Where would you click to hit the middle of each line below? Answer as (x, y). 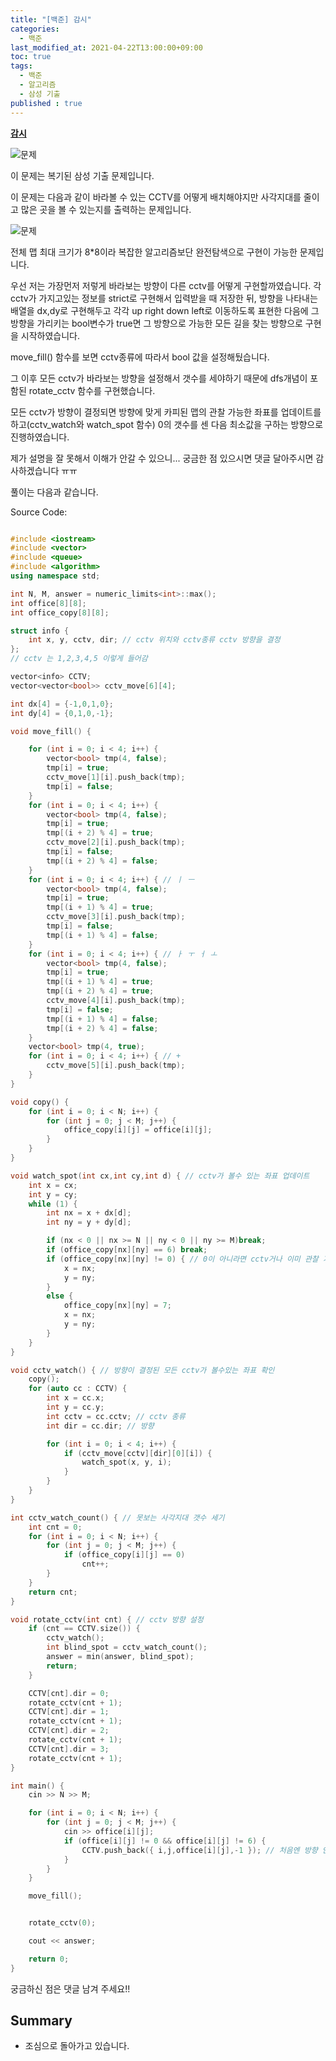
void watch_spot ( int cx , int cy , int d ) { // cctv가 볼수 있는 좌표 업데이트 (160, 1176)
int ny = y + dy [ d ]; (89, 1222)
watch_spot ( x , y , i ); (126, 1462)
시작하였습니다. (50, 335)
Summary (41, 2021)
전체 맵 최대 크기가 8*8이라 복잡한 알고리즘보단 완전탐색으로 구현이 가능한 (154, 252)
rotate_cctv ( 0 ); (62, 1923)
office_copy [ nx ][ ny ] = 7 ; (117, 1306)
